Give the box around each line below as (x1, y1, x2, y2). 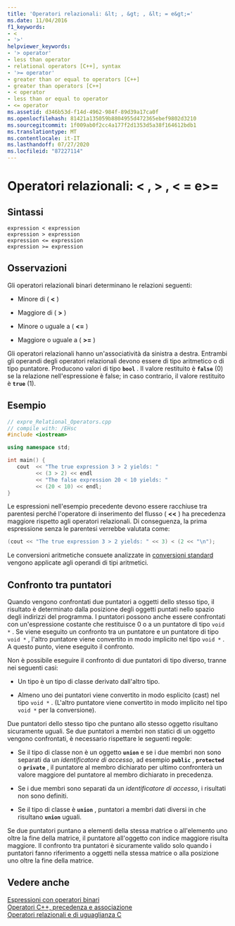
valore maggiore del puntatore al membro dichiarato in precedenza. (17, 770, 213, 779)
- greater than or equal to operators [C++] (7, 75, 140, 83)
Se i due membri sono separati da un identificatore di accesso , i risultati (17, 784, 227, 793)
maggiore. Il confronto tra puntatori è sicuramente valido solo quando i (7, 841, 212, 850)
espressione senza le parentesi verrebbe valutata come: (7, 525, 170, 533)
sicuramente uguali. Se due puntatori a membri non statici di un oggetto (7, 727, 215, 736)
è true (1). (7, 379, 37, 387)
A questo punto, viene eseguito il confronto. (7, 642, 135, 651)
